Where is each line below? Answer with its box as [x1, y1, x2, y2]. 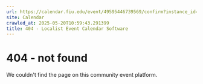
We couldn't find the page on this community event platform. [6, 71, 158, 79]
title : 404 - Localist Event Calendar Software [6, 25, 129, 32]
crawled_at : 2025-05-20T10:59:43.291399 [6, 20, 110, 26]
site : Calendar [6, 14, 45, 20]
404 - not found [6, 52, 88, 65]
